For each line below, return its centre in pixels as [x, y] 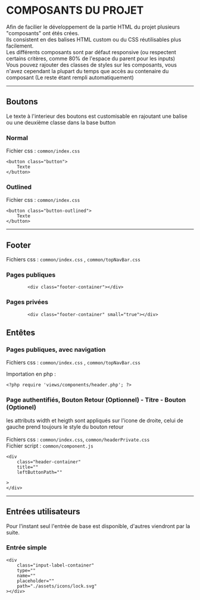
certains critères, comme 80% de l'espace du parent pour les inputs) [91, 58]
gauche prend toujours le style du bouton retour [65, 427]
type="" [26, 570]
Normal [17, 137]
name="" [26, 576]
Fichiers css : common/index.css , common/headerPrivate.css [78, 439]
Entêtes [21, 333]
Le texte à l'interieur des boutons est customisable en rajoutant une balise [97, 116]
